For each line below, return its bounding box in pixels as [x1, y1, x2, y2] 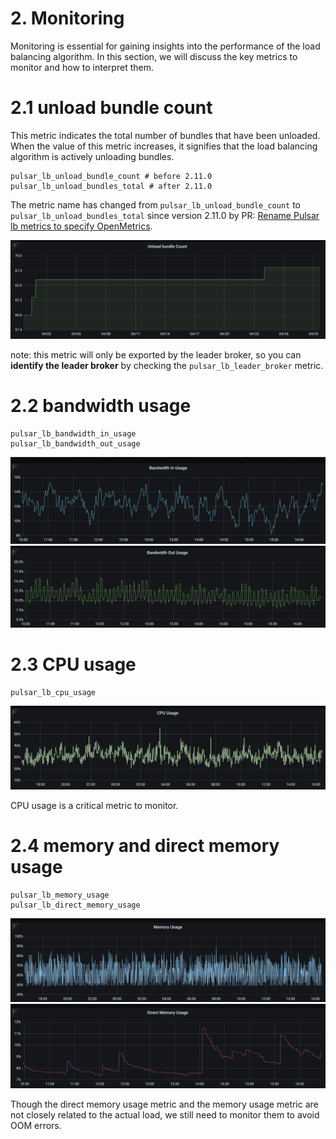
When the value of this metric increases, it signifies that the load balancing [10, 140, 318, 152]
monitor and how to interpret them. [10, 61, 154, 73]
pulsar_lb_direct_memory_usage [10, 900, 141, 911]
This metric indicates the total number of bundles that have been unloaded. [10, 129, 321, 141]
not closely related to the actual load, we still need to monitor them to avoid [10, 1108, 320, 1121]
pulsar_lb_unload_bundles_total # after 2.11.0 [10, 181, 213, 191]
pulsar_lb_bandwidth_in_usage [10, 428, 137, 439]
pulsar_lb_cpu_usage [10, 687, 97, 697]
